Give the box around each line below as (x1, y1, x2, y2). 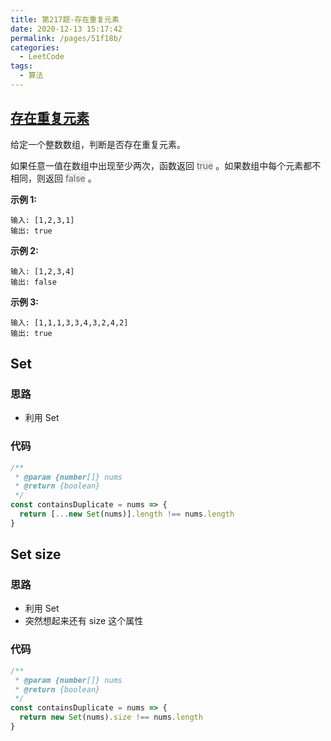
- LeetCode (19, 52, 65, 62)
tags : (10, 61, 33, 71)
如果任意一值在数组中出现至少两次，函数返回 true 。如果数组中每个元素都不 (10, 159, 322, 171)
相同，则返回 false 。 (10, 172, 97, 184)
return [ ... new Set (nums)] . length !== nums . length (19, 509, 235, 520)
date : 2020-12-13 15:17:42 (10, 24, 123, 34)
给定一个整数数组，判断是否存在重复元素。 (10, 138, 186, 150)
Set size (10, 546, 62, 563)
